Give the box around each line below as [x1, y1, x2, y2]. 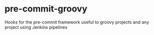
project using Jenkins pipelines [4, 24, 68, 30]
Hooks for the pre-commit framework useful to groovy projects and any [4, 19, 149, 25]
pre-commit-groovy [4, 3, 88, 14]
